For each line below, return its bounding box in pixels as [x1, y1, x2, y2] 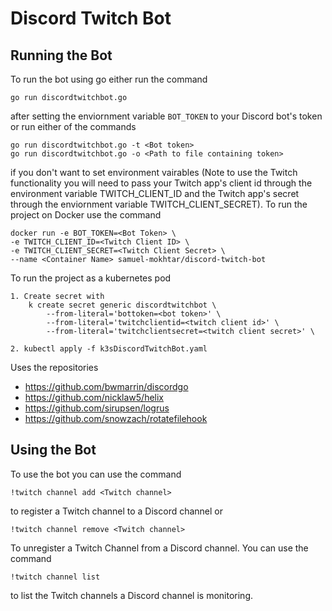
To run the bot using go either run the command [10, 73, 208, 85]
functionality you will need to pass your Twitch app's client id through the [10, 177, 313, 189]
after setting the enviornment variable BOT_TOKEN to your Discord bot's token [10, 110, 323, 122]
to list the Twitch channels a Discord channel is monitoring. [10, 589, 254, 601]
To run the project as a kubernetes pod [10, 272, 172, 284]
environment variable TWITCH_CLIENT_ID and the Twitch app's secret [10, 188, 300, 199]
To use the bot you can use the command [10, 468, 182, 480]
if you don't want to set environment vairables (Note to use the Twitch [10, 167, 298, 178]
